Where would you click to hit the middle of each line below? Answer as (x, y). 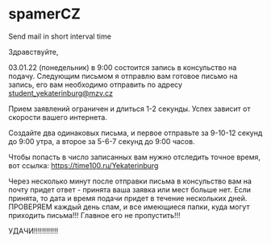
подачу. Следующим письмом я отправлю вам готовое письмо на (123, 76)
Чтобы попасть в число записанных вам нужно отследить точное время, (134, 157)
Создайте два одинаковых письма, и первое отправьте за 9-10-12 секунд (135, 133)
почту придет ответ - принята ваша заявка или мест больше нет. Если (130, 189)
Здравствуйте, (33, 51)
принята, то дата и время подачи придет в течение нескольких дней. (128, 198)
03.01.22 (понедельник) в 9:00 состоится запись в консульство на (123, 67)
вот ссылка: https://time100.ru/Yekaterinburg (83, 165)
